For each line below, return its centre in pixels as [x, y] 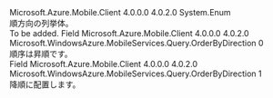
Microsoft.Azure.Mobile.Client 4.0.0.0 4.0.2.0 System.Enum [120, 12]
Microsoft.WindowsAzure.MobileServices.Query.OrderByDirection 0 [136, 43]
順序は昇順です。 [41, 54]
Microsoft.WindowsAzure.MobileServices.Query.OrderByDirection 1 [136, 73]
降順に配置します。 [45, 84]
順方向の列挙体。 [41, 23]
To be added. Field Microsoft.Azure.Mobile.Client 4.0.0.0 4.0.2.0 [129, 33]
